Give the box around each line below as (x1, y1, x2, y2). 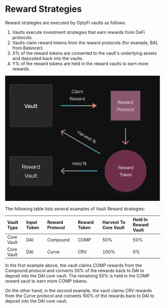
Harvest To (102, 219, 126, 225)
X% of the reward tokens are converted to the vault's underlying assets (12, 50, 157, 56)
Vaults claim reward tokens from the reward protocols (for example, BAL (12, 39, 159, 45)
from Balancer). (12, 45, 44, 51)
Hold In (133, 216, 148, 222)
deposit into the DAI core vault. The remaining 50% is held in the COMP (5, 273, 150, 279)
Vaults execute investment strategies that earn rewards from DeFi (12, 29, 145, 35)
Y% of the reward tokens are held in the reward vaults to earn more (12, 61, 149, 66)
